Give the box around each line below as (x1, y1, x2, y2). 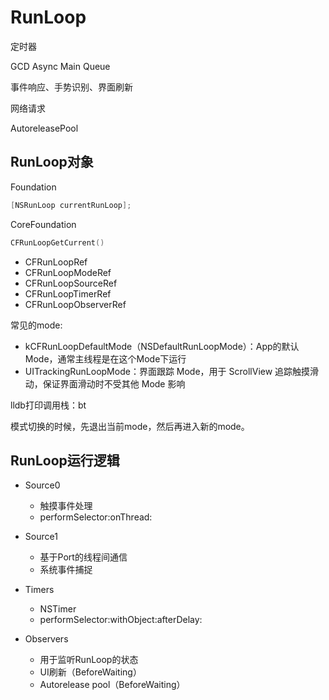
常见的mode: (10, 319, 63, 331)
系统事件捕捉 (39, 564, 93, 576)
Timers (24, 584, 55, 596)
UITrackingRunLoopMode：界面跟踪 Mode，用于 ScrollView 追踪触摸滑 (24, 365, 320, 377)
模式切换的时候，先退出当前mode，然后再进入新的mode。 (10, 420, 250, 432)
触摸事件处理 (39, 500, 93, 512)
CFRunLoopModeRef (24, 266, 112, 278)
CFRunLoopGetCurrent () (10, 237, 105, 248)
